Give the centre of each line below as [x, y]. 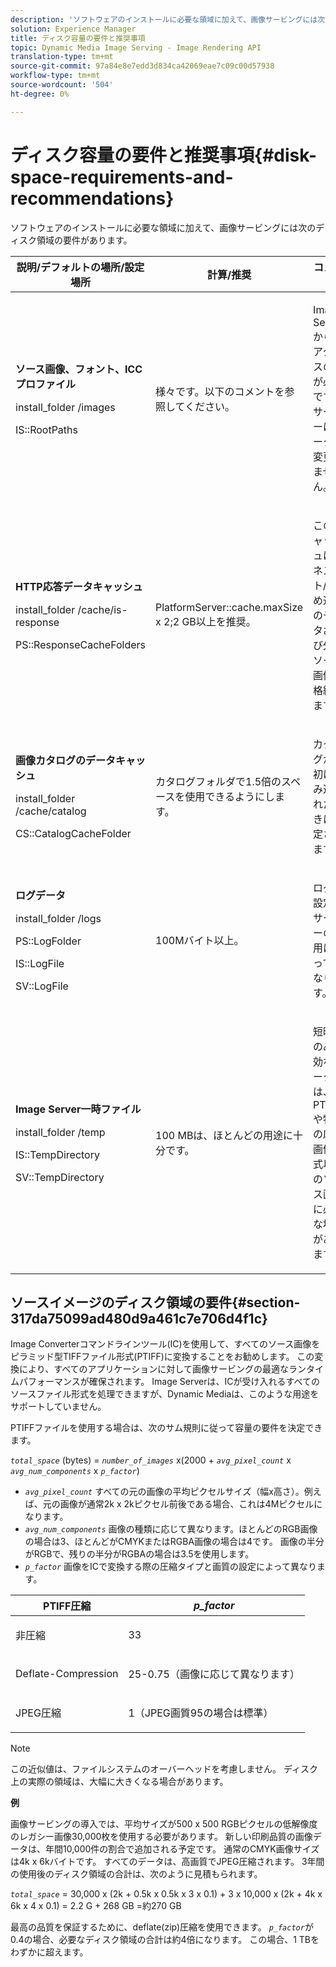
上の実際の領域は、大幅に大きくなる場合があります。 [119, 1782]
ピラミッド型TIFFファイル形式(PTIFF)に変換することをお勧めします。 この [162, 1357]
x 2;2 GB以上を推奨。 [206, 621]
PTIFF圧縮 [67, 1606]
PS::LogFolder [48, 941]
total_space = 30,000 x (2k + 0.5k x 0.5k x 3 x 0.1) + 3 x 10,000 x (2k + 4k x [166, 1894]
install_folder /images [65, 407]
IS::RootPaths [46, 429]
